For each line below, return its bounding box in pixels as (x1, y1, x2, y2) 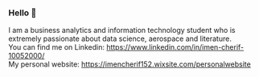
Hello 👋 (8, 7, 37, 18)
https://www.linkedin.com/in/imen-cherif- (105, 43, 245, 52)
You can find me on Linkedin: (8, 43, 105, 52)
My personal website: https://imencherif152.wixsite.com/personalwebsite (8, 59, 251, 69)
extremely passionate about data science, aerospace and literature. (8, 34, 232, 43)
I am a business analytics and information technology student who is (8, 26, 236, 35)
